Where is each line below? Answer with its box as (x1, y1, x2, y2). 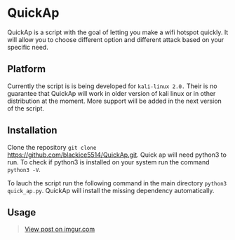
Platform (7, 63, 46, 75)
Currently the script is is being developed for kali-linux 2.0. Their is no (7, 82, 217, 90)
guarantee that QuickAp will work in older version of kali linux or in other (7, 89, 216, 97)
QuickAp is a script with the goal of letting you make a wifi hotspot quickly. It (7, 28, 229, 36)
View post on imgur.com (24, 225, 95, 234)
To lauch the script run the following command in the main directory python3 (7, 178, 227, 187)
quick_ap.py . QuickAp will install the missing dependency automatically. (7, 186, 215, 195)
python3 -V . (7, 165, 41, 174)
